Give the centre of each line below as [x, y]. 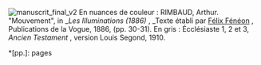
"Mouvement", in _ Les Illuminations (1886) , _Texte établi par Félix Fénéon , [131, 21]
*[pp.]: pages [30, 53]
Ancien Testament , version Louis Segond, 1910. [87, 37]
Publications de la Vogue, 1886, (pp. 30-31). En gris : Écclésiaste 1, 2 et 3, [129, 29]
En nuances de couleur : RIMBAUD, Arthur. [149, 12]
